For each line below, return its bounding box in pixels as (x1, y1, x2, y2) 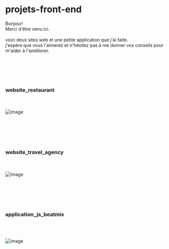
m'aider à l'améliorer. (5, 47, 50, 54)
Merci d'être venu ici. (5, 26, 50, 32)
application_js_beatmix (5, 211, 65, 218)
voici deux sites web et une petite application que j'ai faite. (5, 37, 128, 43)
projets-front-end (5, 4, 82, 15)
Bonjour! (5, 20, 23, 27)
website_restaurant (5, 86, 55, 93)
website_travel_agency (5, 149, 64, 156)
